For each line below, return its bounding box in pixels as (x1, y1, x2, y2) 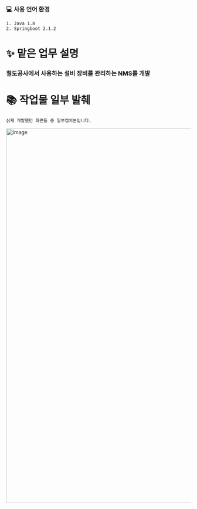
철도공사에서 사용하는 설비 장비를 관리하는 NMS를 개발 (6, 69, 151, 77)
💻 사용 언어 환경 (6, 5, 50, 13)
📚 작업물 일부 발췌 (6, 93, 91, 107)
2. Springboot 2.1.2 (6, 26, 57, 32)
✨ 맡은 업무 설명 (6, 47, 79, 60)
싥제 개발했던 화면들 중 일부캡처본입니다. (6, 118, 92, 124)
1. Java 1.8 (6, 21, 35, 27)
